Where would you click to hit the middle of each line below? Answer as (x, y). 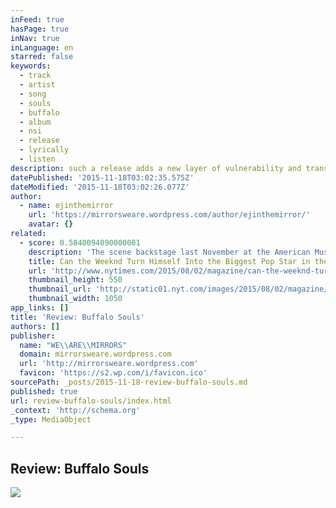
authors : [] (35, 326)
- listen (37, 159)
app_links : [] (40, 308)
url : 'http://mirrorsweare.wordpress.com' (109, 364)
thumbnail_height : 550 (75, 280)
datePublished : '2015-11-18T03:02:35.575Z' (102, 177)
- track (35, 76)
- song (33, 94)
